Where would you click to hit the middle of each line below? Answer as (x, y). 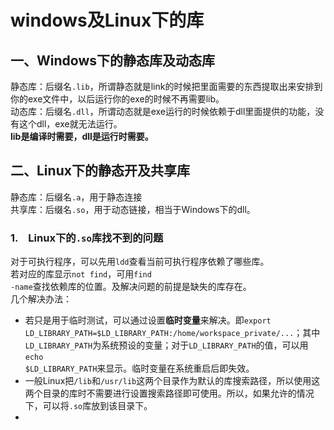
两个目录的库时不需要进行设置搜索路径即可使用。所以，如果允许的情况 (169, 393)
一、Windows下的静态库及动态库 (112, 60)
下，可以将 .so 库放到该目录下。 (88, 406)
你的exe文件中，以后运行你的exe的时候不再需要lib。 (117, 99)
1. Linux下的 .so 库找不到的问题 (87, 238)
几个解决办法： (41, 299)
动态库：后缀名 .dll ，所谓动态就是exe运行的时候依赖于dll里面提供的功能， (163, 111)
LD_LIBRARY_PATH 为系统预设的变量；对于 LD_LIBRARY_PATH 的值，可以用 (166, 345)
